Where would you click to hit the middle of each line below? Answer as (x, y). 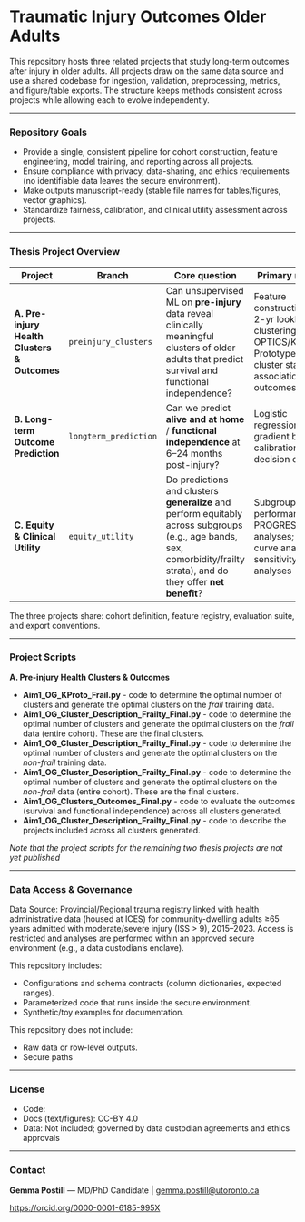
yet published (35, 857)
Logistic (271, 413)
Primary (275, 275)
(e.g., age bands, (202, 536)
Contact (28, 1170)
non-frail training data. (64, 762)
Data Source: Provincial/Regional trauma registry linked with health (134, 909)
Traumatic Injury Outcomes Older (138, 17)
